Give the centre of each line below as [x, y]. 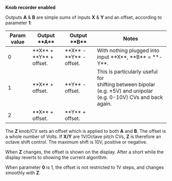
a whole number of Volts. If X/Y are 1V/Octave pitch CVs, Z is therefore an [83, 136]
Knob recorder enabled [30, 7]
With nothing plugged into [128, 51]
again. [104, 104]
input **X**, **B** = [124, 57]
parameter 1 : [19, 23]
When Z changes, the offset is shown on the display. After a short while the [84, 152]
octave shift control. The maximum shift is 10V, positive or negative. [76, 142]
